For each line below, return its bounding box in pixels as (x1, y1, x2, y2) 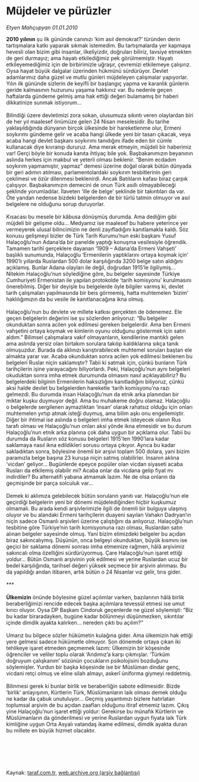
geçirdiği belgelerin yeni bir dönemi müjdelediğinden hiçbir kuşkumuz (6, 498, 176, 506)
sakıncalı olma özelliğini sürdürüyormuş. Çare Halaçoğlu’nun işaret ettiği (6, 549, 183, 556)
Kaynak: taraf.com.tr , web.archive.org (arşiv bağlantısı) (6, 769, 141, 776)
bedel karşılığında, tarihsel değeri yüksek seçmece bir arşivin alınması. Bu (6, 562, 187, 569)
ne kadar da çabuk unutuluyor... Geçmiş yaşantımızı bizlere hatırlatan (6, 695, 175, 702)
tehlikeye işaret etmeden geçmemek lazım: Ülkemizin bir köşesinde (6, 644, 170, 651)
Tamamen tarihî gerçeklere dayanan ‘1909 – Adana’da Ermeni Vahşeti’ (6, 245, 176, 252)
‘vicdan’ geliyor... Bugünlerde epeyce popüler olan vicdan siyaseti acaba (6, 460, 183, 467)
